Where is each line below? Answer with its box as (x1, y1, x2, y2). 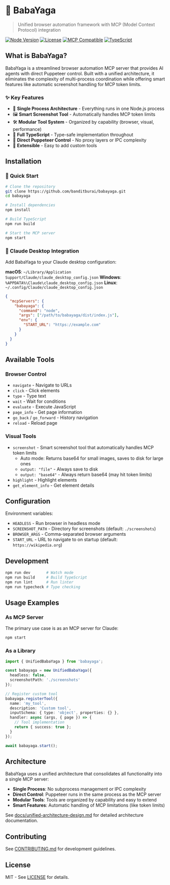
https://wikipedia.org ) (12, 542, 62, 548)
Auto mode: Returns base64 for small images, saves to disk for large (20, 455, 163, 461)
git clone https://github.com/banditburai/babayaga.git (5, 188, 126, 194)
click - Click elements (12, 388, 60, 394)
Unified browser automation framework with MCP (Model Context (17, 21, 155, 27)
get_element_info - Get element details (12, 482, 95, 488)
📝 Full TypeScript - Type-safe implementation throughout (12, 132, 133, 138)
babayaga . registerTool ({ (5, 696, 58, 701)
